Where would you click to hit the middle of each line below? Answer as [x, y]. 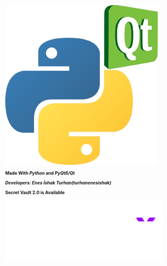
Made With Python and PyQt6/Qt [40, 173]
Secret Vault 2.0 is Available [35, 192]
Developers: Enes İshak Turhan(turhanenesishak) [58, 183]
